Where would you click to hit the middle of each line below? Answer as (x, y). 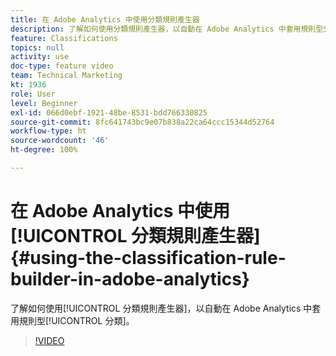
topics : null (37, 47)
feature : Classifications (64, 38)
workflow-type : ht (48, 131)
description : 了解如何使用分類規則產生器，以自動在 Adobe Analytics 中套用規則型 (167, 29)
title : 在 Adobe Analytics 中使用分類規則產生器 (105, 19)
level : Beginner (44, 103)
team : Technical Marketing (66, 76)
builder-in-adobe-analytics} (130, 279)
